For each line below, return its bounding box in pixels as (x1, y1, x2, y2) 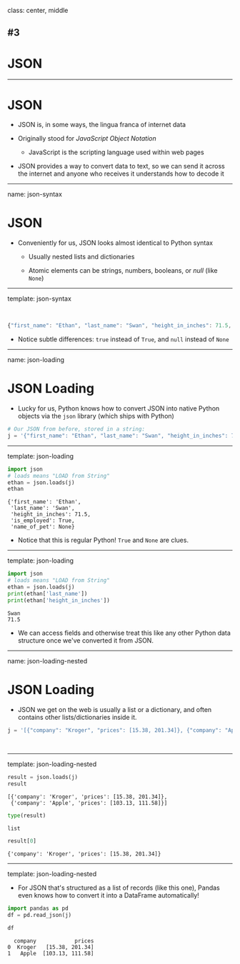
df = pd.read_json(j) (7, 911, 72, 918)
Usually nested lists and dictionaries (28, 253, 135, 261)
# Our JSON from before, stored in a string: (7, 426, 145, 433)
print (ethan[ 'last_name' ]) (7, 590, 88, 597)
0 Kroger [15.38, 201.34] (7, 943, 94, 950)
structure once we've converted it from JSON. (17, 636, 154, 645)
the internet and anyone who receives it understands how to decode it (17, 169, 225, 178)
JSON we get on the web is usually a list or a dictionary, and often (17, 705, 212, 713)
